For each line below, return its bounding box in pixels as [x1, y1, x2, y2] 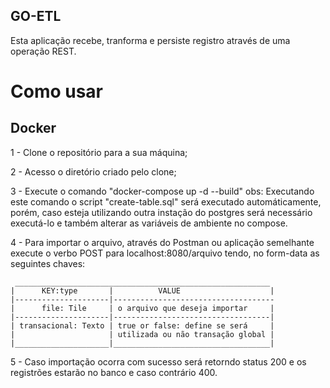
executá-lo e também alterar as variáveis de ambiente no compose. [10, 217, 288, 229]
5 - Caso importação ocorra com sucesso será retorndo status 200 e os [10, 355, 307, 368]
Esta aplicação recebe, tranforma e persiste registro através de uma [10, 34, 291, 46]
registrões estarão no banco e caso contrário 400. [10, 366, 218, 378]
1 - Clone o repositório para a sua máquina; [10, 146, 188, 158]
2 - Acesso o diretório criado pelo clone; [10, 165, 177, 178]
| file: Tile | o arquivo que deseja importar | [10, 303, 275, 313]
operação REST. [10, 45, 77, 57]
